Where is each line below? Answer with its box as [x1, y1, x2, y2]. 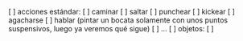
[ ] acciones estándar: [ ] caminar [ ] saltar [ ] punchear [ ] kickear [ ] [8, 7, 236, 16]
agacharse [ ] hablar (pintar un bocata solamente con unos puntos [8, 15, 228, 25]
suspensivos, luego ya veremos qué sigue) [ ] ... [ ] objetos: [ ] [8, 24, 215, 33]
